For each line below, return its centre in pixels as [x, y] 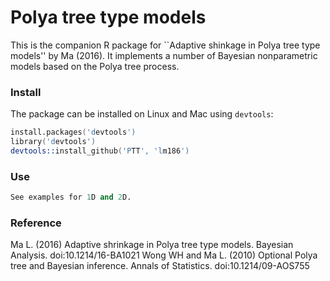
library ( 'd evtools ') [53, 142]
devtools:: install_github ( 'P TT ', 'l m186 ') [100, 151]
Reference [36, 223]
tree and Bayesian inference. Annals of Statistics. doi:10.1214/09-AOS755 [160, 266]
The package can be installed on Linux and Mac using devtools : [142, 114]
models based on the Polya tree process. [95, 66]
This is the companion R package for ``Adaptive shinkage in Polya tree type [165, 45]
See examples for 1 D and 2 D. [71, 197]
